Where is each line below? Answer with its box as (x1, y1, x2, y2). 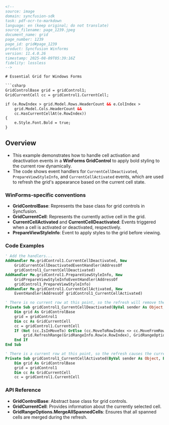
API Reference (5, 387, 41, 394)
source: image (5, 9, 35, 14)
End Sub (5, 342, 22, 348)
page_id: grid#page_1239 (5, 42, 57, 47)
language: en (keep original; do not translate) (5, 23, 109, 28)
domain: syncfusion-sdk (5, 14, 55, 19)
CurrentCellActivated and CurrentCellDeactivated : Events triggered (12, 219, 156, 225)
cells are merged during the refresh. (12, 414, 88, 420)
